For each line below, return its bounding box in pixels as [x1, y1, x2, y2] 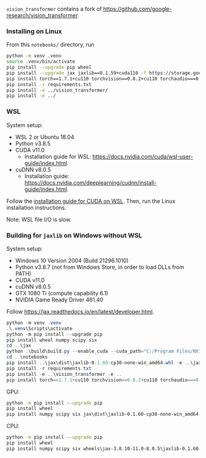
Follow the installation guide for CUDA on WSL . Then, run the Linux [6, 197, 176, 204]
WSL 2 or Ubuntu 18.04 [15, 133, 75, 141]
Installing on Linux [6, 27, 63, 36]
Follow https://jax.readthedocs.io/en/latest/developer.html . [6, 308, 154, 315]
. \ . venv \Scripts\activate [6, 325, 72, 332]
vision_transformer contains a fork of [6, 6, 102, 12]
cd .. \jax [6, 343, 32, 349]
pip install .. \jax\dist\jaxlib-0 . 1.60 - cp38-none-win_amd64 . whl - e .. [6, 360, 191, 366]
